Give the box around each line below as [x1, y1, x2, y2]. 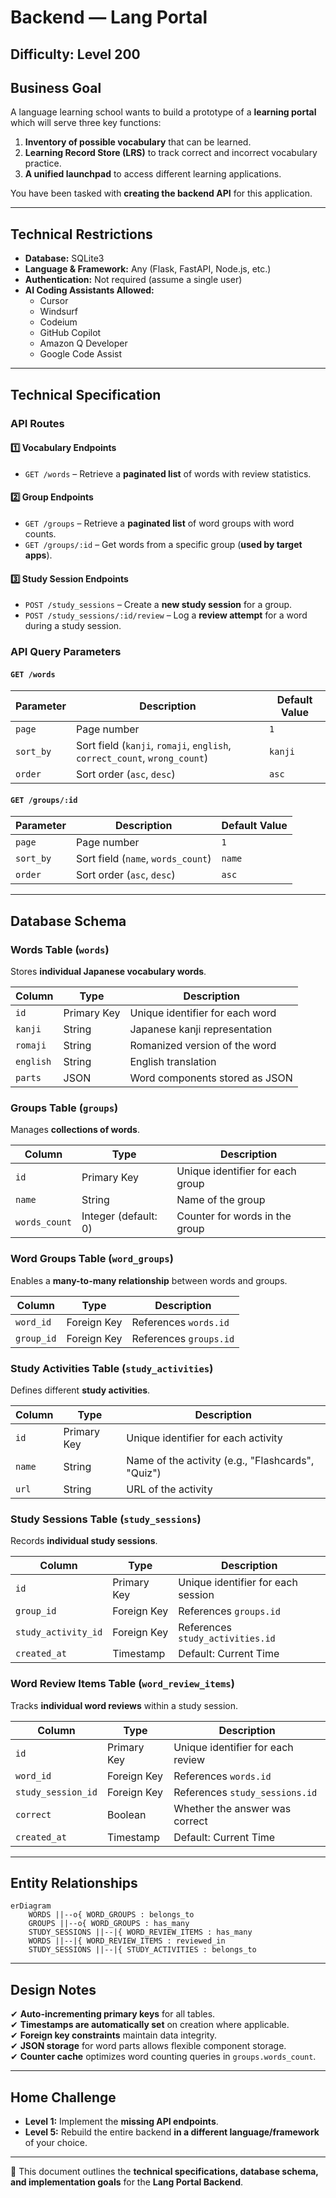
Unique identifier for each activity [126, 1431, 283, 1445]
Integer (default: [81, 1209, 158, 1223]
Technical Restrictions [10, 226, 153, 243]
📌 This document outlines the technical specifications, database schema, [10, 2166, 319, 2178]
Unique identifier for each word [129, 1006, 277, 1020]
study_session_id [15, 1786, 98, 1798]
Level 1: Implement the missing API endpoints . [24, 2116, 219, 2128]
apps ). [24, 549, 53, 561]
